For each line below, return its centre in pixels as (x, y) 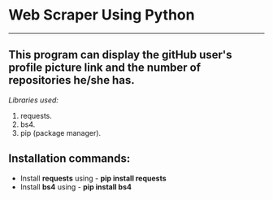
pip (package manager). (61, 133)
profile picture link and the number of (105, 68)
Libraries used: (34, 100)
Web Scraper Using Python (102, 15)
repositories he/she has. (72, 80)
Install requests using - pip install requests (93, 178)
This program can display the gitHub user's (120, 55)
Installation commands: (69, 159)
